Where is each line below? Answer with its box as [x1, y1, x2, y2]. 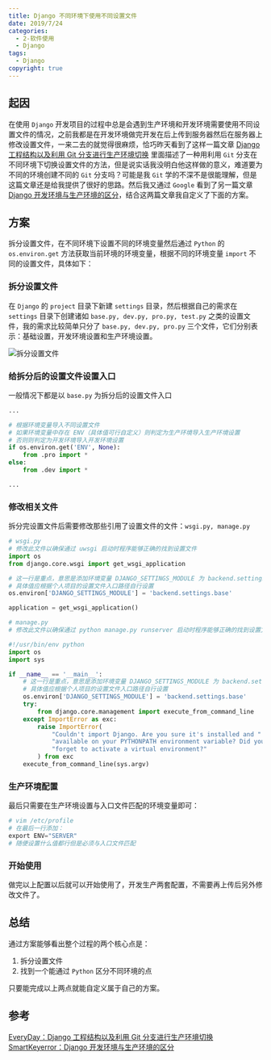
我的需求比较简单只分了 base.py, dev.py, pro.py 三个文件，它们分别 [22, 321, 252, 331]
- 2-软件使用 [15, 34, 55, 43]
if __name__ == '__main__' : [8, 670, 103, 678]
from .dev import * [23, 466, 89, 475]
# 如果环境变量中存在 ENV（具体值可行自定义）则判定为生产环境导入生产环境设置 [8, 429, 240, 437]
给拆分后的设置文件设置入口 [8, 371, 116, 382]
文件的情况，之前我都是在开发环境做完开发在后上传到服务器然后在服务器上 [15, 129, 263, 139]
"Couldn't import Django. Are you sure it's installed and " [51, 730, 262, 739]
